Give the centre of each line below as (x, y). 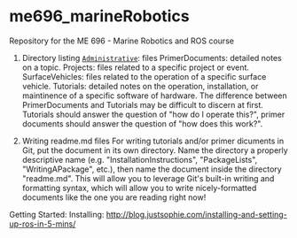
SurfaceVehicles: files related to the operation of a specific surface (144, 76)
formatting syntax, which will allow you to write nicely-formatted (139, 188)
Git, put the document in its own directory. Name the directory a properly (155, 150)
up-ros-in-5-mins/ (43, 224)
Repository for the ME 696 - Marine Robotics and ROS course (122, 41)
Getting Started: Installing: (57, 214)
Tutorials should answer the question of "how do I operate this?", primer (153, 114)
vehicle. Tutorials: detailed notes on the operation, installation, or (140, 86)
